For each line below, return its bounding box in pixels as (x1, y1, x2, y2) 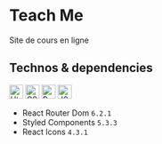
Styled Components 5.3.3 (21, 116, 117, 127)
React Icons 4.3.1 (21, 126, 88, 137)
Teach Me (9, 5, 85, 26)
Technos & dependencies (9, 60, 153, 76)
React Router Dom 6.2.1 (21, 108, 112, 118)
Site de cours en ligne (9, 35, 90, 45)
